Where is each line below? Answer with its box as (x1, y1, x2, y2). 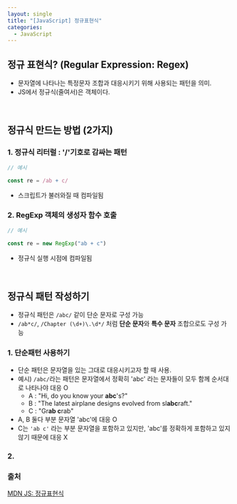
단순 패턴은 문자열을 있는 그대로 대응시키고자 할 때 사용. (17, 365, 172, 374)
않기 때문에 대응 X (17, 433, 68, 441)
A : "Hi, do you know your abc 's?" (28, 391, 128, 400)
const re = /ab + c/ (7, 177, 69, 184)
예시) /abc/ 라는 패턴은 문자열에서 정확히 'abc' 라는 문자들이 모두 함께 (17, 374, 210, 383)
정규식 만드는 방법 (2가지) (7, 124, 114, 136)
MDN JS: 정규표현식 (7, 489, 64, 498)
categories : (7, 24, 43, 31)
